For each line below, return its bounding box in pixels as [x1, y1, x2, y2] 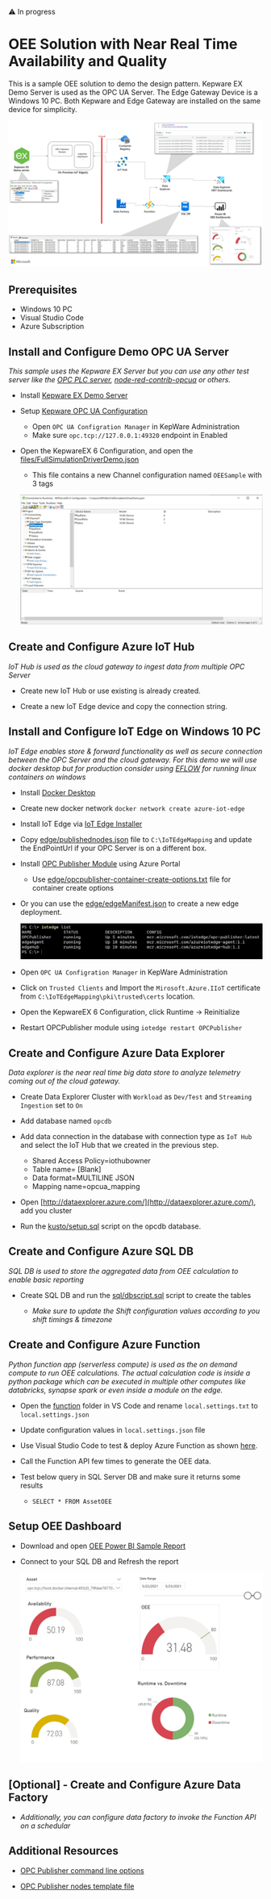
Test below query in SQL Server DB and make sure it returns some [19, 1471, 241, 1481]
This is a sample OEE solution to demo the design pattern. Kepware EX [8, 78, 244, 88]
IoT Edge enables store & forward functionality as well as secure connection [8, 746, 263, 756]
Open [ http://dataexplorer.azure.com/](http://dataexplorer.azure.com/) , [19, 1197, 256, 1207]
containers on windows [8, 772, 86, 782]
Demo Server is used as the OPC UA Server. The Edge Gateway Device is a [8, 87, 258, 97]
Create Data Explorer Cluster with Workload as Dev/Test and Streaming [19, 1092, 252, 1102]
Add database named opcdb [19, 1116, 112, 1126]
